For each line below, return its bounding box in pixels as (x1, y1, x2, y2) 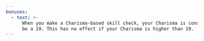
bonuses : (5, 8, 28, 15)
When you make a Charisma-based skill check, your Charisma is (21, 20, 186, 26)
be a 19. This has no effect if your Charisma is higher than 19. (21, 25, 194, 32)
